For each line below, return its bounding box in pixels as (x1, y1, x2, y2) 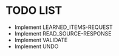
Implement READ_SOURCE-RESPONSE (14, 30, 112, 37)
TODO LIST (5, 4, 63, 17)
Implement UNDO (14, 43, 59, 50)
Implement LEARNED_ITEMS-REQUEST (14, 23, 113, 31)
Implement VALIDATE (14, 36, 68, 43)
